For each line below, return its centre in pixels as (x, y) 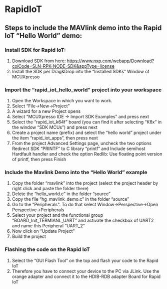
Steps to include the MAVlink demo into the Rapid (83, 28)
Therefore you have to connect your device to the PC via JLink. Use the (85, 271)
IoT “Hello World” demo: (43, 35)
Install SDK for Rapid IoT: (35, 50)
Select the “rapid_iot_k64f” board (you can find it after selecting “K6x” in (87, 122)
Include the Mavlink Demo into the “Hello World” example (76, 173)
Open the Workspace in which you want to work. (62, 101)
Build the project (29, 236)
